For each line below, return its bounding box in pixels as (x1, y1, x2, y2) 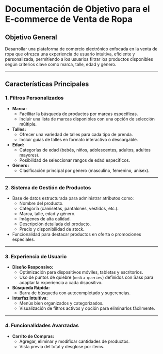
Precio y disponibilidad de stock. (19, 226, 85, 232)
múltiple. (19, 121, 37, 127)
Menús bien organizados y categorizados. (19, 300, 104, 306)
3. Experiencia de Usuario (5, 253, 67, 260)
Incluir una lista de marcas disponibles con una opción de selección (19, 116, 155, 122)
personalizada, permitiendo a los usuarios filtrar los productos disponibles (5, 56, 153, 62)
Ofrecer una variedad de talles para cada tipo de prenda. (19, 131, 133, 137)
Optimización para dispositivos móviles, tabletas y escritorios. (19, 270, 143, 275)
